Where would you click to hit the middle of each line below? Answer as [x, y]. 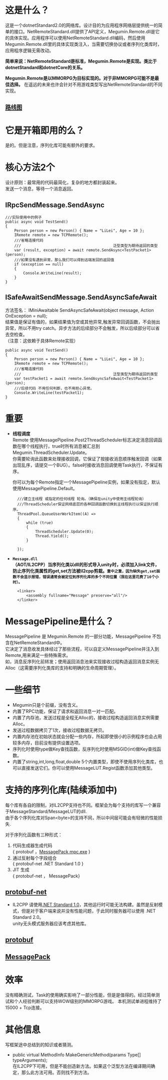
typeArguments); [30, 1060]
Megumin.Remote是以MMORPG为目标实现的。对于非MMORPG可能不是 [80, 78]
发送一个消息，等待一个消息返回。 [40, 189]
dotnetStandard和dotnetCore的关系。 [45, 67]
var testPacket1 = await [40, 378]
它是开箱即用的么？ [45, 130]
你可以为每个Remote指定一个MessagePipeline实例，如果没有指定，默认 [86, 482]
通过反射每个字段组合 [34, 858]
